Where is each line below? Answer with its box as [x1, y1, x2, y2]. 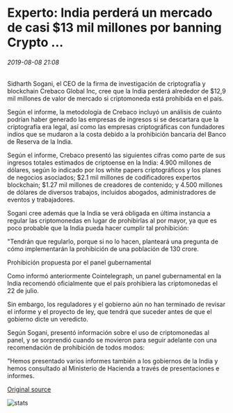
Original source [7, 385, 51, 393]
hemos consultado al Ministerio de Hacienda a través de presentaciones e [7, 364, 220, 373]
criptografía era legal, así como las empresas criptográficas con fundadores [7, 123, 225, 131]
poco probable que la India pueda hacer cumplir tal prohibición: [7, 224, 189, 232]
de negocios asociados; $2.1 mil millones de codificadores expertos [7, 173, 202, 182]
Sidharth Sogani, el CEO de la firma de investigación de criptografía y [7, 80, 207, 88]
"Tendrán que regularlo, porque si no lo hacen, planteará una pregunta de [7, 237, 219, 246]
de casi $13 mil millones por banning [7, 20, 222, 36]
